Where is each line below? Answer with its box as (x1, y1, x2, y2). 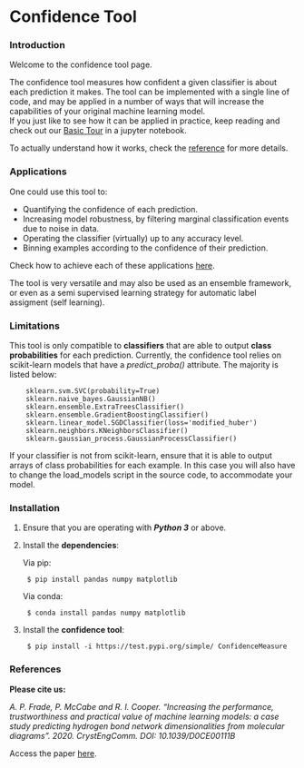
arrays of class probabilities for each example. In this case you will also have (9, 460, 296, 471)
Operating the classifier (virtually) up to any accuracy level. (22, 232, 244, 243)
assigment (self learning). (9, 297, 105, 308)
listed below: (9, 369, 57, 380)
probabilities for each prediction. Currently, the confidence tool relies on (9, 350, 281, 360)
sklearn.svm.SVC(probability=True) (25, 387, 161, 396)
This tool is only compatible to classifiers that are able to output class (9, 340, 272, 351)
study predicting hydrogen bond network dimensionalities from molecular (9, 720, 285, 732)
